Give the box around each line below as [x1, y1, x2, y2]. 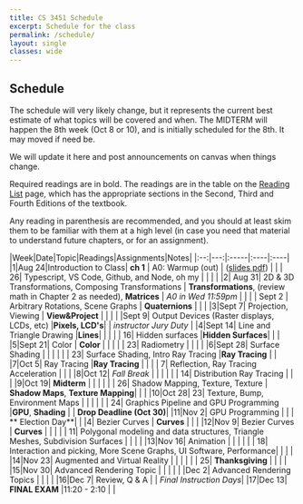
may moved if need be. [9, 133, 95, 144]
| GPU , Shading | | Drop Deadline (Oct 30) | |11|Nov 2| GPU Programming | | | [9, 406, 295, 418]
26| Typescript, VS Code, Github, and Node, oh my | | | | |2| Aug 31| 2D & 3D [9, 272, 295, 282]
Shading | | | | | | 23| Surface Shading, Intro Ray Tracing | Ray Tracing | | [9, 349, 278, 360]
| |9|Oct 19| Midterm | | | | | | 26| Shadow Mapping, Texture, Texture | [9, 378, 269, 389]
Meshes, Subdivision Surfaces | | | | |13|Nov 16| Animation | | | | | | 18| [9, 435, 269, 446]
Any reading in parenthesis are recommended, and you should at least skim [9, 215, 292, 226]
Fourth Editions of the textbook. [9, 197, 128, 209]
